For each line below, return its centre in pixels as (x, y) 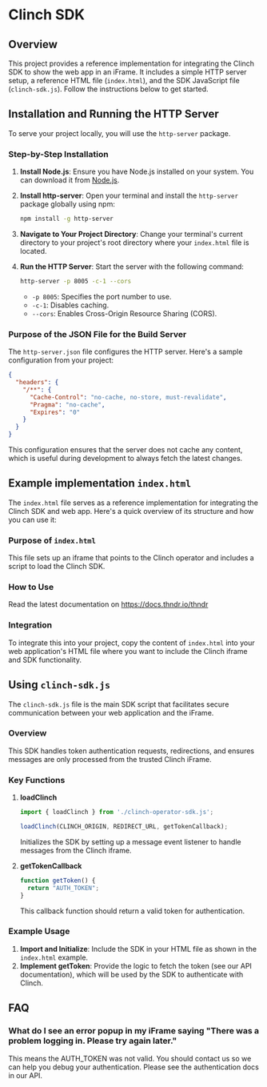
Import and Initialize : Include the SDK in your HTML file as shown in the (138, 949)
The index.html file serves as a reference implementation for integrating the (133, 503)
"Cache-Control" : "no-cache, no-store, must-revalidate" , (128, 397)
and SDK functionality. (45, 660)
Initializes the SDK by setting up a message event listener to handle (130, 841)
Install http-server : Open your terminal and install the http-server (129, 196)
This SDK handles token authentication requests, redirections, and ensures (131, 751)
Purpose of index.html (52, 540)
